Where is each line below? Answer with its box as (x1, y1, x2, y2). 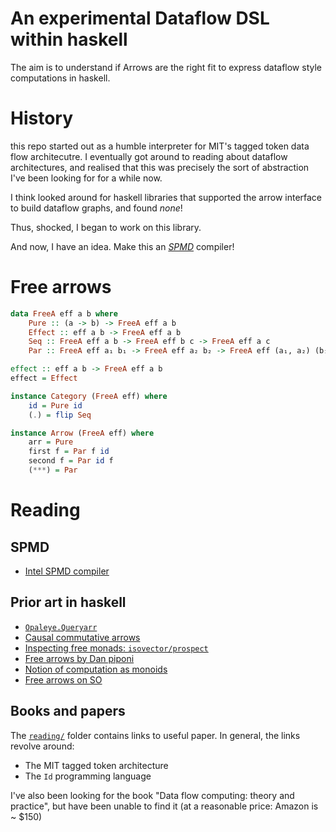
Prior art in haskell (10, 594, 127, 611)
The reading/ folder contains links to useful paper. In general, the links (10, 729, 301, 741)
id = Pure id (28, 400, 83, 411)
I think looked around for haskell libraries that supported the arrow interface (10, 191, 323, 203)
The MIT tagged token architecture (24, 759, 169, 771)
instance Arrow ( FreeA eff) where (10, 428, 155, 438)
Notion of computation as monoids (24, 663, 168, 675)
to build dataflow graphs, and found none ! (10, 202, 183, 214)
